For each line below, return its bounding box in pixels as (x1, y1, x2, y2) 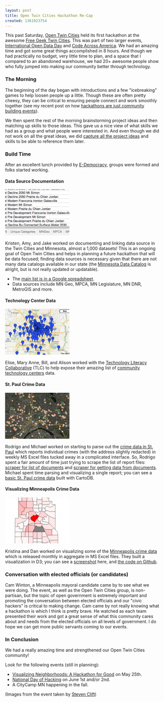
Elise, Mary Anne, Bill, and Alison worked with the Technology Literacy (5, 360, 147, 366)
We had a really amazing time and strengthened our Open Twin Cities (5, 647, 145, 653)
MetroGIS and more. (12, 286, 53, 292)
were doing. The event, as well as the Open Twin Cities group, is (5, 587, 135, 594)
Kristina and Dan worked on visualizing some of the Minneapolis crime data (5, 548, 158, 554)
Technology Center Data (5, 297, 56, 303)
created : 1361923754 (5, 18, 47, 23)
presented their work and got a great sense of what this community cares (5, 614, 153, 620)
